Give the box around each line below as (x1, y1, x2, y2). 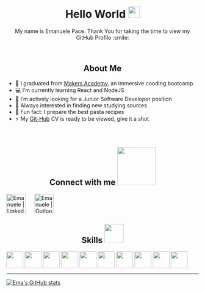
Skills (81, 235, 103, 245)
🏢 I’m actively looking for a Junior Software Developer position (15, 95, 173, 102)
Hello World (65, 7, 126, 21)
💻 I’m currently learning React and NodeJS (15, 86, 124, 94)
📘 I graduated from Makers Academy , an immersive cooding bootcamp (15, 79, 193, 87)
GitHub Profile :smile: (76, 34, 129, 41)
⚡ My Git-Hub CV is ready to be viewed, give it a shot (15, 115, 149, 122)
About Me (83, 63, 122, 74)
